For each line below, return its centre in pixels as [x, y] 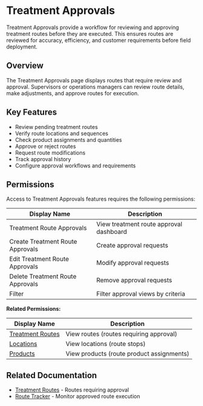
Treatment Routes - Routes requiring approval [72, 390]
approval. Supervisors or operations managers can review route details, [95, 87]
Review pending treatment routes [56, 127]
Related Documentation [52, 375]
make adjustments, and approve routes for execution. [72, 93]
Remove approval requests [134, 281]
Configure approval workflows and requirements [75, 165]
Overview [25, 66]
